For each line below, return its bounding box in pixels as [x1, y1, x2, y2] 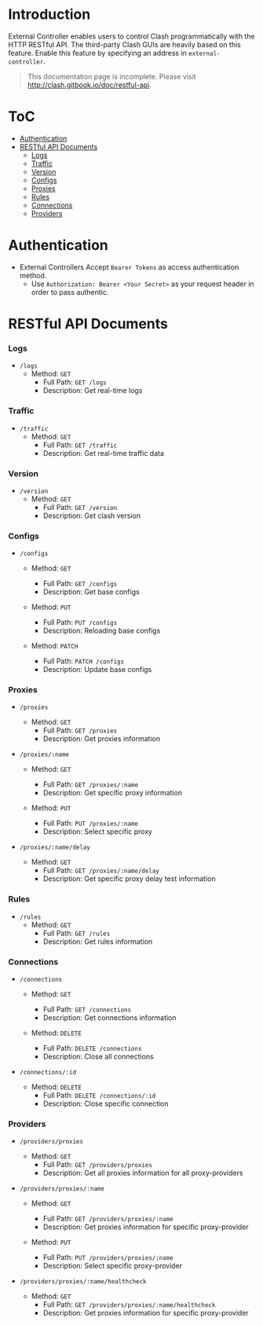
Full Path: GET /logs [42, 377, 108, 387]
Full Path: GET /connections [42, 1004, 132, 1015]
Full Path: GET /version [42, 502, 118, 512]
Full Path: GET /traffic [42, 440, 118, 450]
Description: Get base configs [42, 587, 140, 596]
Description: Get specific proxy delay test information [42, 874, 216, 883]
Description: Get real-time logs [42, 386, 143, 395]
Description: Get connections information [42, 1013, 177, 1022]
